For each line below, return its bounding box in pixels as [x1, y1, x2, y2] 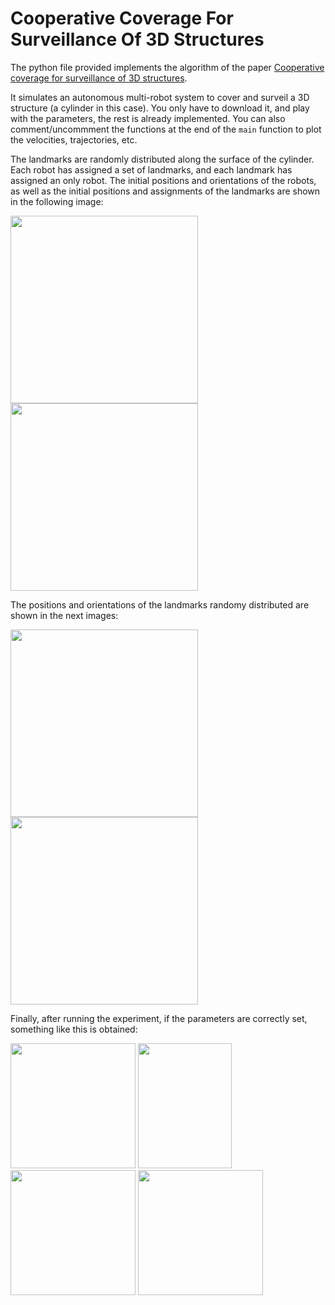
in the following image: [10, 195, 104, 207]
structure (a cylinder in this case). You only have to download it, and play [10, 102, 310, 114]
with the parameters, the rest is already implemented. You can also [10, 112, 286, 124]
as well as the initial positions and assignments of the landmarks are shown [10, 185, 321, 197]
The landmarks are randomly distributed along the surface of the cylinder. [10, 153, 315, 165]
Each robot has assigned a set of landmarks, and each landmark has [10, 163, 293, 176]
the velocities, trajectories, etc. [10, 133, 138, 146]
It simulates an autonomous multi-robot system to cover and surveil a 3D [10, 91, 310, 103]
